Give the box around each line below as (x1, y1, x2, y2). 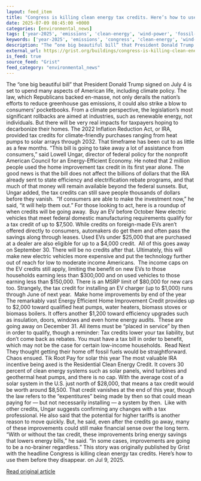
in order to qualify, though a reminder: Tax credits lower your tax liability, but (6, 329, 194, 336)
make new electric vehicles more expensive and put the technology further (6, 253, 191, 260)
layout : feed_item (6, 8, 52, 15)
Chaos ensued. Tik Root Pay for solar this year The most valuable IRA (6, 355, 178, 362)
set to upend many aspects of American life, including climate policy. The (6, 87, 187, 95)
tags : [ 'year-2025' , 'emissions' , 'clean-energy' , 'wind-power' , (6, 31, 172, 37)
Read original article (6, 468, 56, 475)
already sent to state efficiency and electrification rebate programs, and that (6, 176, 194, 183)
